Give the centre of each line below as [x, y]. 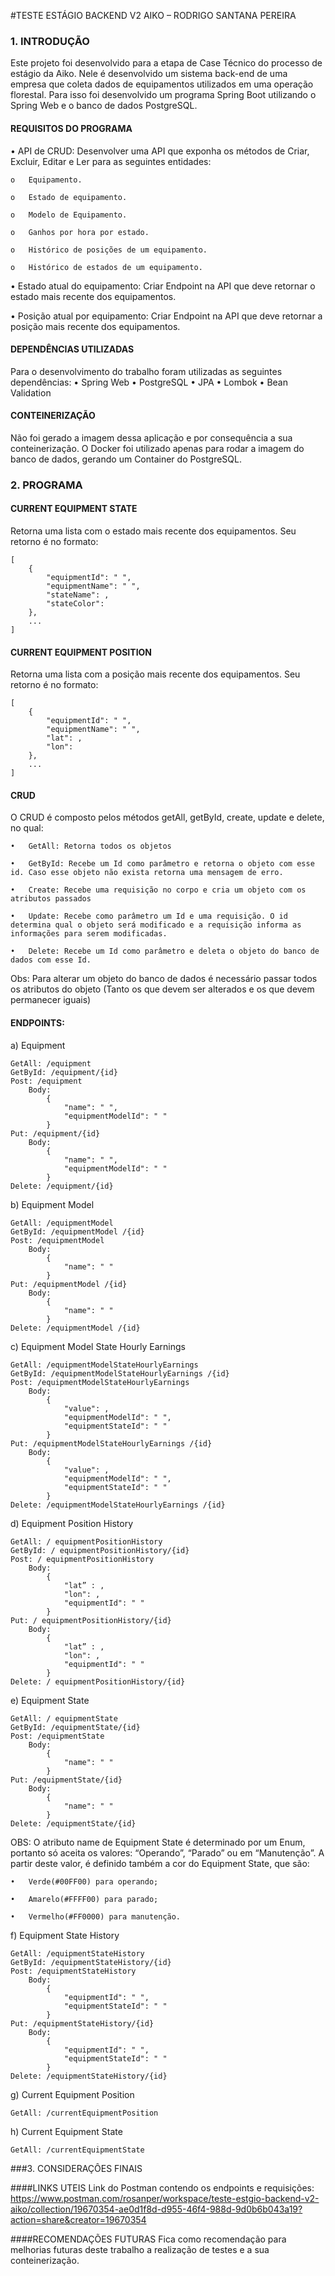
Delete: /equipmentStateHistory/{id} [89, 2076]
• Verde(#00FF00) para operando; [84, 1881]
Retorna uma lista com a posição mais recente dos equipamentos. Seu [155, 674]
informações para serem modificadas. [89, 934]
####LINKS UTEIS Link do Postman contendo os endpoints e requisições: [162, 2187]
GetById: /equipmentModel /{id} [77, 1231]
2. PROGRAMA [46, 485]
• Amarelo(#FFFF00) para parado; [84, 1899]
